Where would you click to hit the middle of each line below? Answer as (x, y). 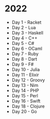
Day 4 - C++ (25, 38)
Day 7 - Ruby (25, 54)
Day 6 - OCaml (27, 48)
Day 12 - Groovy (28, 80)
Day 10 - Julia (26, 69)
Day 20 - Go (24, 111)
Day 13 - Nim (25, 85)
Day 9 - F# (23, 64)
